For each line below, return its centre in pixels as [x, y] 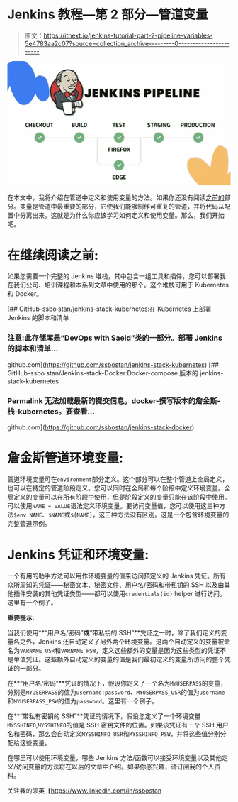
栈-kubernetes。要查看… [51, 411]
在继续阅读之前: [53, 255]
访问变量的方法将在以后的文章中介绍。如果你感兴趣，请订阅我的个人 [115, 767]
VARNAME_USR [38, 651]
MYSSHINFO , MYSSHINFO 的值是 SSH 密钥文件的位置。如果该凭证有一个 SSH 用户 [118, 725]
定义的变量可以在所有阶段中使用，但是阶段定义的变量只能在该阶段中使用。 [122, 497]
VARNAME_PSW [78, 651]
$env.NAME [28, 515]
